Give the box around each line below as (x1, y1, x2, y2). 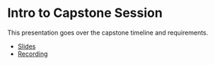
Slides (17, 42, 36, 50)
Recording (17, 49, 48, 58)
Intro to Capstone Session (7, 5, 163, 21)
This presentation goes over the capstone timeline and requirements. (7, 28, 209, 37)
